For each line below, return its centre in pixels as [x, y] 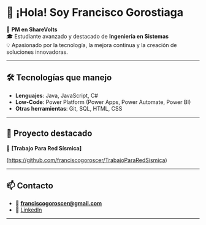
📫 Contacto [30, 186]
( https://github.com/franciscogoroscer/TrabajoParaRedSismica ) [87, 160]
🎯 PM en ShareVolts [32, 29]
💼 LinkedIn [29, 210]
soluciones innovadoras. [37, 52]
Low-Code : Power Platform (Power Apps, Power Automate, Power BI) [103, 102]
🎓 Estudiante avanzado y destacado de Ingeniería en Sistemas [88, 36]
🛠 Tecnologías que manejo [59, 78]
